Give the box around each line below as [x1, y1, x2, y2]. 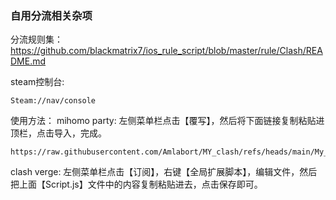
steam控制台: [10, 76, 65, 88]
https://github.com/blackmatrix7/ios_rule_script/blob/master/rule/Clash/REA [10, 45, 323, 57]
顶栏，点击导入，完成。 [10, 127, 107, 139]
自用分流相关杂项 [10, 8, 93, 22]
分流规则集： [10, 33, 63, 46]
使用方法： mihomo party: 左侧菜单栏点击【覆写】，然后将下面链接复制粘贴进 [10, 115, 325, 127]
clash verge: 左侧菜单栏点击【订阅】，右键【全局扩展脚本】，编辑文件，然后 [10, 166, 318, 178]
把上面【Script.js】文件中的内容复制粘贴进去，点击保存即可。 [10, 178, 263, 191]
